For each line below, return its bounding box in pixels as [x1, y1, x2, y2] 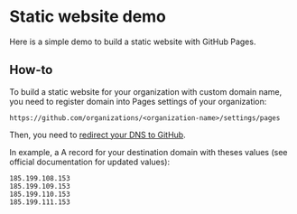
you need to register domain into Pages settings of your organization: [9, 96, 267, 107]
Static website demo [9, 6, 167, 27]
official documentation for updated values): [9, 156, 170, 167]
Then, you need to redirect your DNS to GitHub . [9, 129, 187, 140]
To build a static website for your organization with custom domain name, [9, 86, 283, 97]
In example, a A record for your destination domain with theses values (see [9, 146, 288, 157]
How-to [9, 62, 53, 78]
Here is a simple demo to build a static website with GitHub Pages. [9, 36, 256, 47]
